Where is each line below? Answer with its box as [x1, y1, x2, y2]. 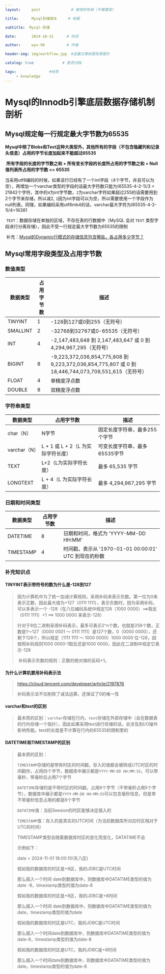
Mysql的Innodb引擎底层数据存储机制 [5, 96, 155, 108]
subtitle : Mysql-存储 [5, 25, 50, 30]
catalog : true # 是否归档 [5, 60, 82, 65]
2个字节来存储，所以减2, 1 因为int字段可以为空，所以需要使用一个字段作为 [5, 195, 154, 201]
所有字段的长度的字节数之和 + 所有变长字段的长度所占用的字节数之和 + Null [6, 160, 158, 166]
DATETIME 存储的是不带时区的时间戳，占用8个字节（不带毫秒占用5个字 [17, 784, 157, 790]
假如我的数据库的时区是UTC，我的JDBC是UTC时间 [17, 919, 120, 925]
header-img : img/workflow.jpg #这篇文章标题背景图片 [5, 52, 110, 57]
